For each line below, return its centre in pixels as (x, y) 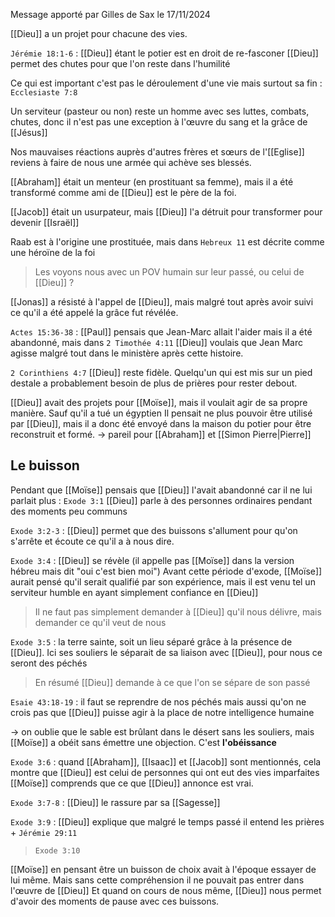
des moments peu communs (69, 511)
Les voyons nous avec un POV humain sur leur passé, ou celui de (169, 272)
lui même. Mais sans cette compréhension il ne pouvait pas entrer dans (157, 880)
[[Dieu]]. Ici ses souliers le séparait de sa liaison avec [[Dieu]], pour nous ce (166, 652)
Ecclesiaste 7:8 (44, 93)
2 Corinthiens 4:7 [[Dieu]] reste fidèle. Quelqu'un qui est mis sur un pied (161, 372)
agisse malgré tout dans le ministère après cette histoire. (127, 353)
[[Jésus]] (29, 132)
